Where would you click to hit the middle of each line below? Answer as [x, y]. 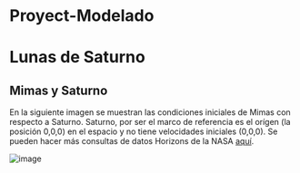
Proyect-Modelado [82, 16]
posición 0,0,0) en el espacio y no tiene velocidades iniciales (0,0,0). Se [144, 131]
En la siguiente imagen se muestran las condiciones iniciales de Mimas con [150, 112]
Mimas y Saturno [59, 90]
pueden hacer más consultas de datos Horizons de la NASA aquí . [132, 141]
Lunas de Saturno [77, 58]
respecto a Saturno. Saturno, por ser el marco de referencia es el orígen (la [150, 122]
